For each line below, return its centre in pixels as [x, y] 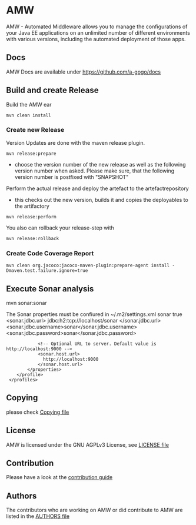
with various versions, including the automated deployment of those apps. [96, 39]
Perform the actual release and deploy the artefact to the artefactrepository [98, 188]
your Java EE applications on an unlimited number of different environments [98, 32]
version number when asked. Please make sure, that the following [94, 171]
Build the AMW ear [29, 104]
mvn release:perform [31, 217]
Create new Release [35, 130]
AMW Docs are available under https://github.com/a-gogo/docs [83, 72]
